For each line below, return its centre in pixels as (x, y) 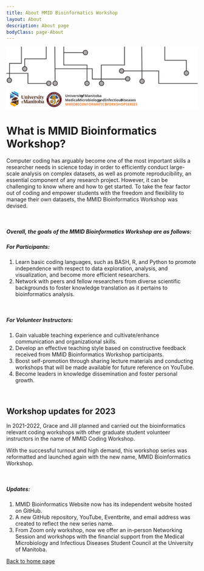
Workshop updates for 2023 (61, 411)
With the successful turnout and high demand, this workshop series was (97, 451)
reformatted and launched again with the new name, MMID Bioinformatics (99, 457)
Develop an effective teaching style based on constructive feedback (100, 348)
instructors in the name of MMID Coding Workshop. (71, 439)
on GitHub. (29, 511)
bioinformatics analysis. (45, 294)
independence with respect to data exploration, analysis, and (91, 269)
